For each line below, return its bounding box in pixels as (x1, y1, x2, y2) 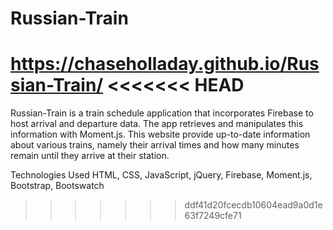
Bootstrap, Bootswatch (10, 180, 105, 192)
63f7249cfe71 (184, 210, 242, 222)
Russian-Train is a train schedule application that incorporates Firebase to (10, 107, 314, 119)
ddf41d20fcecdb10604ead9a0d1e (184, 199, 323, 211)
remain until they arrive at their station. (10, 150, 170, 162)
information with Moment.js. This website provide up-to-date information (10, 128, 311, 141)
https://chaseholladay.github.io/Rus (10, 53, 320, 76)
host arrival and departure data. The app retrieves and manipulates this (10, 118, 304, 130)
